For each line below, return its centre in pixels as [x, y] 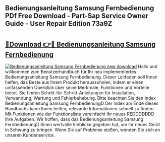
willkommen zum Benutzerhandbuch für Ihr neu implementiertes [71, 72]
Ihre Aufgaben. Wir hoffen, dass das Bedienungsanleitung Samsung [74, 119]
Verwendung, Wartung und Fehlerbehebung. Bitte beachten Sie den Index [81, 98]
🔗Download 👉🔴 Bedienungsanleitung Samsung [81, 44]
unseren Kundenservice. [30, 135]
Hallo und [148, 66]
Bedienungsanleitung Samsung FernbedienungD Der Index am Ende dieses [82, 103]
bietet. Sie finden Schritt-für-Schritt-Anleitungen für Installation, [70, 93]
